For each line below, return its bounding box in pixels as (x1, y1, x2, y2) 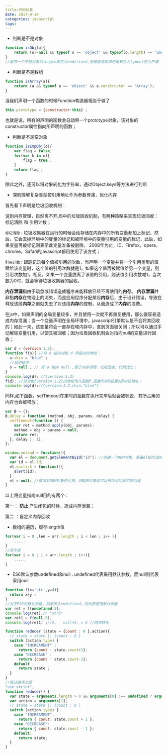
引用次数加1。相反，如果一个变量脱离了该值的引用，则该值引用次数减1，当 (5, 272, 157, 278)
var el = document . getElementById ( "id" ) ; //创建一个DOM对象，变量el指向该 (9, 455, 159, 460)
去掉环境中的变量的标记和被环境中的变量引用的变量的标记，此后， (22, 236, 158, 242)
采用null (12, 578, 29, 584)
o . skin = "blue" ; (9, 355, 48, 361)
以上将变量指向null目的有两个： (5, 492, 70, 498)
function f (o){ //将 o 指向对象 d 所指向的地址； (5, 351, 101, 356)
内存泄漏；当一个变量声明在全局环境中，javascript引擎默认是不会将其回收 (9, 318, 161, 323)
